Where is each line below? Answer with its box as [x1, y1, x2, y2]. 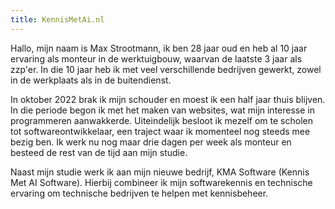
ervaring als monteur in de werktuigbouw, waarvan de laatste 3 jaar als [10, 52, 303, 65]
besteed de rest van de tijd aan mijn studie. [10, 146, 188, 158]
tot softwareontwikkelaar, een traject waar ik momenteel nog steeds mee [10, 125, 311, 137]
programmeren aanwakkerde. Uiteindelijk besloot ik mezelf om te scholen [10, 114, 313, 126]
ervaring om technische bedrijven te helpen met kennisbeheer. [10, 187, 269, 199]
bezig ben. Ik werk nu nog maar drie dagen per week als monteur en [10, 136, 292, 148]
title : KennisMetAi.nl [10, 14, 105, 25]
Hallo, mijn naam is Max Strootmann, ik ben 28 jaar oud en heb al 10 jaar [10, 42, 308, 54]
